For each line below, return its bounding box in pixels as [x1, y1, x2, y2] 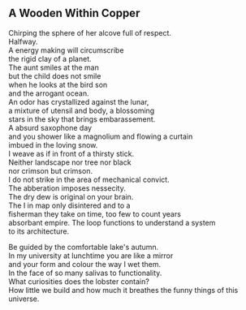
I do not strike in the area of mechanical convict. [8, 174, 170, 184]
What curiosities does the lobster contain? [8, 276, 150, 286]
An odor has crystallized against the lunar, [8, 97, 149, 106]
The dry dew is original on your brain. [8, 192, 134, 201]
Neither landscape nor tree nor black [8, 157, 132, 167]
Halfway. [8, 37, 38, 46]
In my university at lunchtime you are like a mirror [8, 251, 174, 260]
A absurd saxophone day [8, 123, 92, 132]
